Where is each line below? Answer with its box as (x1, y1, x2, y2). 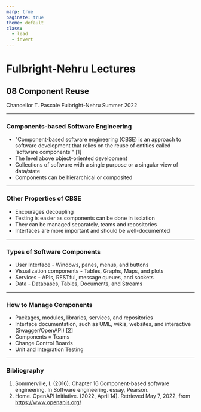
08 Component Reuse (6, 86, 90, 96)
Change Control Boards (14, 340, 73, 347)
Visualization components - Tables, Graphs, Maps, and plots (14, 267, 164, 275)
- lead (11, 31, 28, 37)
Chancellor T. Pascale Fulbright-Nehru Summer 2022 (6, 102, 138, 109)
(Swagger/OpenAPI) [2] (14, 327, 74, 334)
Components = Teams (14, 333, 70, 340)
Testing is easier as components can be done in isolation (14, 214, 156, 222)
